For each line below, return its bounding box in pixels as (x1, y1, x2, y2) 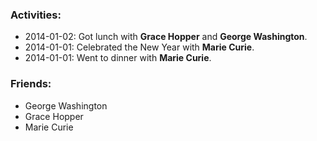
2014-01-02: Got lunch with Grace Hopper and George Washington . (24, 31, 308, 43)
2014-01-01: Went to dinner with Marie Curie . (24, 52, 212, 64)
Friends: (10, 77, 52, 91)
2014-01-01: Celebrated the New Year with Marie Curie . (24, 41, 255, 53)
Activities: (10, 8, 62, 22)
